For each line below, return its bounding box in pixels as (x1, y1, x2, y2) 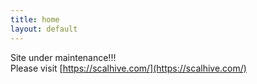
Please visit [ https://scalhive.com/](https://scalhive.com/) (10, 62, 247, 74)
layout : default (10, 24, 78, 34)
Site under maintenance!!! (10, 51, 117, 63)
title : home (10, 14, 60, 25)
